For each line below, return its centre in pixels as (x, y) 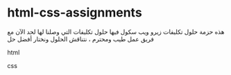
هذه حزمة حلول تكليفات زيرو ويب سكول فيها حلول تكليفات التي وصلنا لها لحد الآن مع (116, 32)
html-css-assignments (75, 13)
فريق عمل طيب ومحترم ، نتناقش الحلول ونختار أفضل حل (80, 39)
